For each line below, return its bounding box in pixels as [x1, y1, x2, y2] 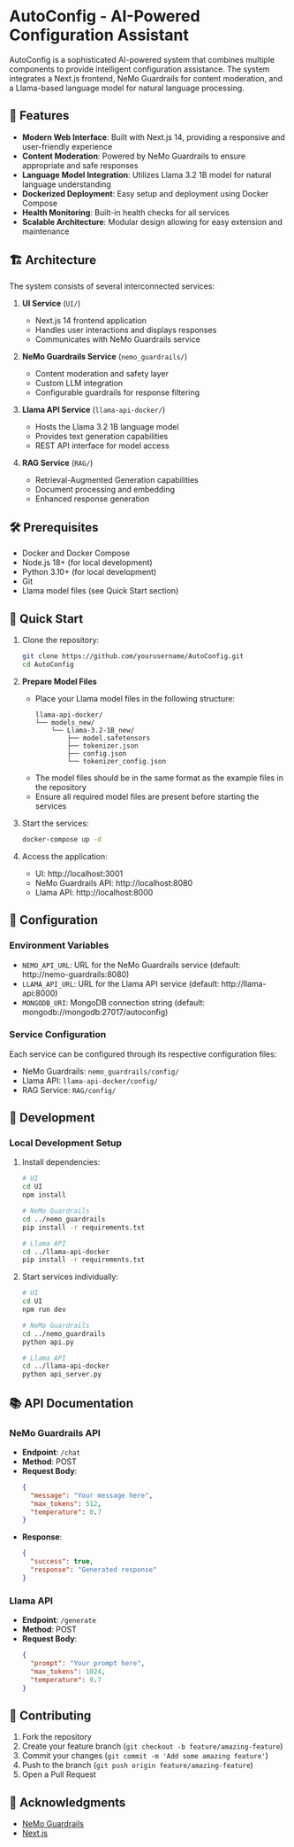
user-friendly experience [21, 141, 113, 151]
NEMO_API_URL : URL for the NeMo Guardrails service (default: [21, 959, 241, 970]
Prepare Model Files [21, 676, 97, 687]
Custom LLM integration [34, 377, 124, 388]
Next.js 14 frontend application [34, 314, 147, 325]
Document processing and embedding [34, 484, 175, 494]
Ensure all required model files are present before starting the [34, 791, 260, 802]
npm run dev [21, 1305, 66, 1315]
